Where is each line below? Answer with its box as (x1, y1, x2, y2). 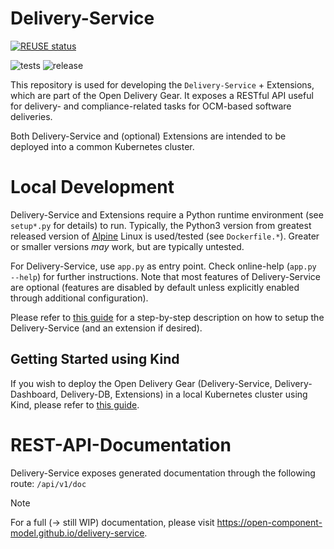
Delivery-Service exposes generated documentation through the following (10, 467, 316, 479)
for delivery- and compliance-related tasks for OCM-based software (10, 100, 292, 112)
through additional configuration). (10, 292, 149, 304)
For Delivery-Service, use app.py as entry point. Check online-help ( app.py (10, 260, 317, 272)
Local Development (10, 176, 175, 199)
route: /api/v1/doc (10, 477, 87, 489)
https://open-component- (216, 516, 323, 528)
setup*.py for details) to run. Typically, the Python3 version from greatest (10, 219, 312, 231)
